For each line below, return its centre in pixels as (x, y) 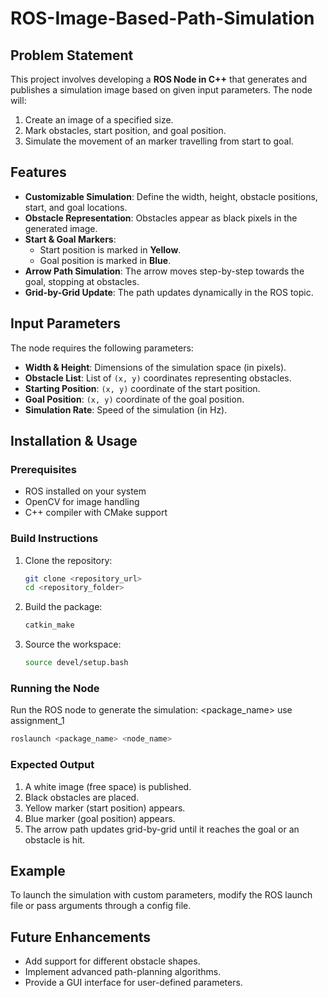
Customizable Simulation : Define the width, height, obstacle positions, (171, 196)
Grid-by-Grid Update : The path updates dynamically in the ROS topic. (169, 292)
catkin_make (49, 625)
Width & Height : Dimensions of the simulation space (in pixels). (155, 367)
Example (38, 870)
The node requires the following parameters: (102, 348)
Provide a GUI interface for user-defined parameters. (133, 983)
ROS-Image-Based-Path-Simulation (162, 18)
